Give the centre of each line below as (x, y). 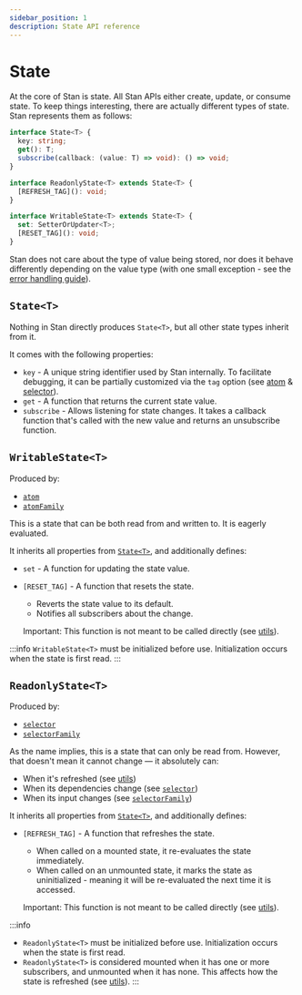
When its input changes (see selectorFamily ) (107, 798)
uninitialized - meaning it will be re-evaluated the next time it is (153, 880)
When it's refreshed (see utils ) (79, 779)
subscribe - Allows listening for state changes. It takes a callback (144, 410)
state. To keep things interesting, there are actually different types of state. (149, 107)
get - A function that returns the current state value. (120, 401)
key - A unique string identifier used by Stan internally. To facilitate (147, 372)
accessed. (55, 890)
